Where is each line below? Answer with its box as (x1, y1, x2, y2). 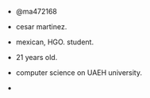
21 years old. (15, 53, 58, 62)
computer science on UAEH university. (15, 68, 143, 77)
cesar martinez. (15, 22, 67, 31)
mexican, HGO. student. (15, 37, 94, 47)
